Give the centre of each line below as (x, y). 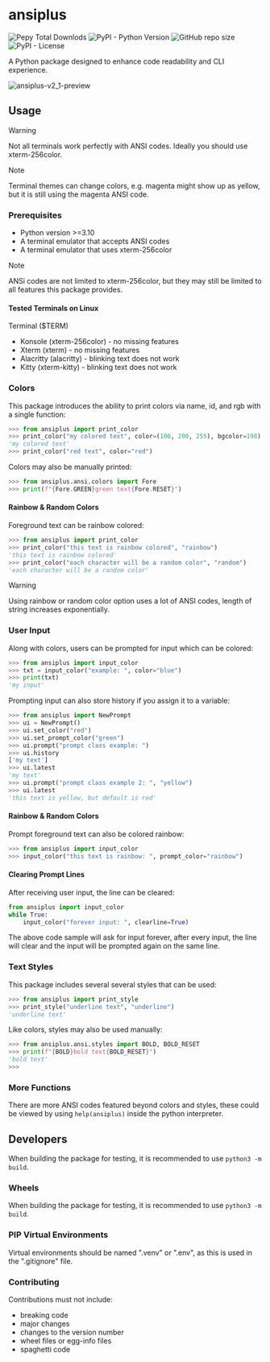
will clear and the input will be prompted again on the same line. (114, 946)
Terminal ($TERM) (38, 326)
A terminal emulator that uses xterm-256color (96, 250)
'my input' (27, 685)
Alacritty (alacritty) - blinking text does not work (100, 359)
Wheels (24, 1188)
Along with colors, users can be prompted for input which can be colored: (131, 648)
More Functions (40, 1087)
